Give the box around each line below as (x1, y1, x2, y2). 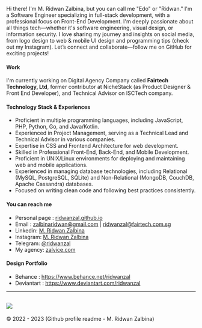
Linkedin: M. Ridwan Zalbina (14, 226, 85, 234)
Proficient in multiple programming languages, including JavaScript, (14, 117, 183, 124)
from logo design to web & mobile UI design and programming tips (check (6, 37, 189, 44)
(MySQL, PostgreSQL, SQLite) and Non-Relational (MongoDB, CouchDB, (14, 174, 194, 181)
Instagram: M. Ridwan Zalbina (14, 233, 89, 240)
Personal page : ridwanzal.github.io (14, 214, 103, 221)
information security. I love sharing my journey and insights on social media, (6, 31, 195, 38)
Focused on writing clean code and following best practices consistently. (14, 187, 196, 194)
